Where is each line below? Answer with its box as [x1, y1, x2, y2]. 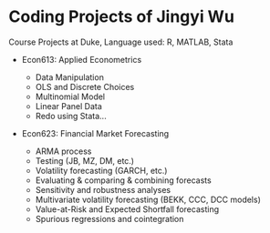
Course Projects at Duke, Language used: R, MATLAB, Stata [8, 36, 234, 47]
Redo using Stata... [35, 110, 107, 121]
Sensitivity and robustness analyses [35, 184, 171, 195]
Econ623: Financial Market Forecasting [21, 127, 170, 138]
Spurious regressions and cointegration [35, 213, 184, 224]
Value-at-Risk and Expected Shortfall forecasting [35, 203, 220, 215]
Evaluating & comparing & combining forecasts [35, 175, 212, 186]
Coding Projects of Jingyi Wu [8, 6, 234, 27]
